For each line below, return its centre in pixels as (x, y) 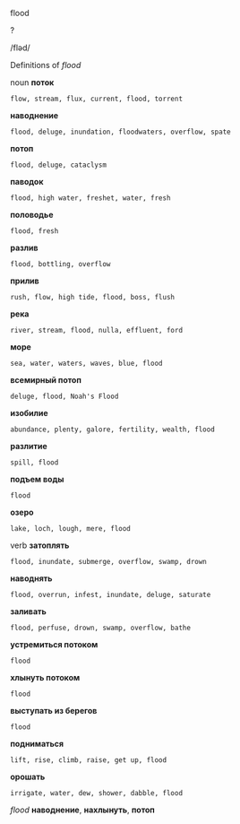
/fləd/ (20, 48)
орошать (28, 776)
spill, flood (34, 463)
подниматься (37, 744)
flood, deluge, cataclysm (58, 165)
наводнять (31, 578)
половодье (32, 215)
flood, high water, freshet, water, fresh (90, 198)
